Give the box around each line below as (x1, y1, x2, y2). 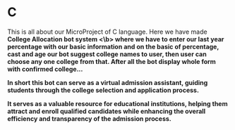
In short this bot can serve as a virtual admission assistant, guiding (7, 78, 208, 86)
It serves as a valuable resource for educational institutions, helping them (7, 99, 228, 108)
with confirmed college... (7, 65, 83, 73)
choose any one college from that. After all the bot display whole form (7, 57, 217, 65)
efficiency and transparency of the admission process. (7, 114, 171, 123)
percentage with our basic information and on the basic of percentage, (7, 42, 219, 51)
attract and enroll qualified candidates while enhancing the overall (7, 107, 206, 115)
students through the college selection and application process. (7, 86, 200, 94)
